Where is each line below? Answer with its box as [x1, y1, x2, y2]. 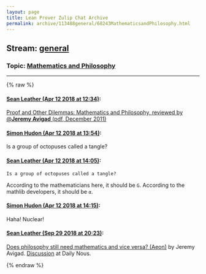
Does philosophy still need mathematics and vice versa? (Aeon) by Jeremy [6, 243, 195, 251]
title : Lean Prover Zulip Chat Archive [6, 15, 109, 21]
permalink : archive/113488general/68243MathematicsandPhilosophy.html [6, 20, 191, 26]
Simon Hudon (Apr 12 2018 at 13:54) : [6, 129, 102, 137]
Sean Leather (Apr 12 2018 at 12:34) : [6, 95, 101, 102]
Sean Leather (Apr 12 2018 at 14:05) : [6, 157, 101, 164]
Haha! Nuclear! [6, 215, 45, 223]
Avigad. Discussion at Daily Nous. [6, 249, 91, 257]
